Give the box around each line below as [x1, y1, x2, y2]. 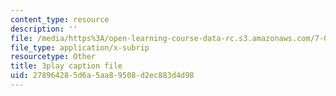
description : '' [10, 24, 78, 34]
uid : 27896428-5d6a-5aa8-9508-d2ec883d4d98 [10, 71, 195, 81]
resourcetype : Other [10, 52, 97, 62]
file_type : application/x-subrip [10, 42, 150, 53]
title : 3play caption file [10, 61, 123, 71]
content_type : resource [10, 14, 110, 25]
